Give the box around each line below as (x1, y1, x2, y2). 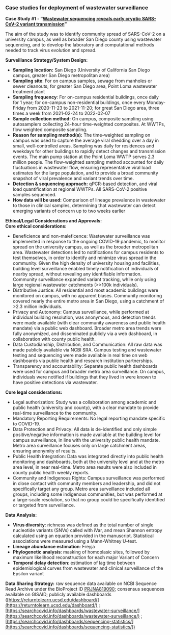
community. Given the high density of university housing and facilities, (12, 260, 160, 266)
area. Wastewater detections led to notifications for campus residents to (12, 249, 164, 256)
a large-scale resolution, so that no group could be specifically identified (12, 497, 165, 503)
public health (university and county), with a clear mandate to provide (12, 404, 159, 411)
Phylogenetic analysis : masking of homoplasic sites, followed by (12, 549, 150, 555)
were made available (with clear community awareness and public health (12, 320, 166, 326)
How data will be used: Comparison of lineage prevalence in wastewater (12, 197, 166, 203)
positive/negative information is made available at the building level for (12, 431, 161, 438)
